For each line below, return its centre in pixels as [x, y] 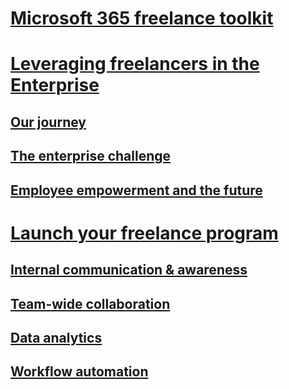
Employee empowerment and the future [136, 190]
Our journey [48, 122]
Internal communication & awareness [129, 270]
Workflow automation [79, 372]
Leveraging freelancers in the [135, 64]
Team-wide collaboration [90, 303]
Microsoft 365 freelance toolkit [142, 18]
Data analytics [56, 337]
